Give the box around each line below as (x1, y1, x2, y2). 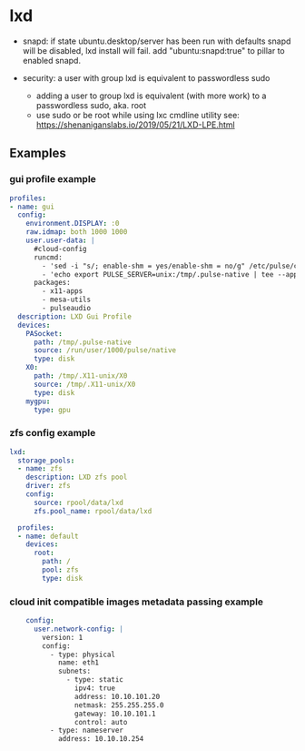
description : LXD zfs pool (25, 472, 128, 482)
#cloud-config (33, 244, 88, 253)
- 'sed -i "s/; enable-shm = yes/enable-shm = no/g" (42, 261, 246, 270)
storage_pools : (17, 456, 75, 465)
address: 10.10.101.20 (74, 692, 161, 701)
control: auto (74, 717, 128, 726)
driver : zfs (25, 482, 71, 491)
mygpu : (25, 397, 51, 406)
